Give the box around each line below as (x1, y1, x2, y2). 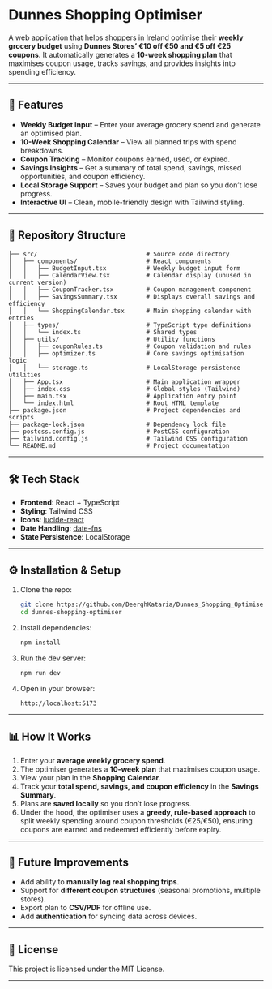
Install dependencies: (19, 622, 92, 632)
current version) (8, 278, 67, 286)
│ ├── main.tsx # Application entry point (8, 392, 237, 400)
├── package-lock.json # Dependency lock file (8, 420, 227, 428)
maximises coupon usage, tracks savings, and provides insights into (8, 58, 236, 68)
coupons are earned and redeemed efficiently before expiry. (19, 824, 222, 834)
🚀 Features (8, 98, 64, 112)
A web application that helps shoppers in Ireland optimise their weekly (8, 32, 244, 42)
